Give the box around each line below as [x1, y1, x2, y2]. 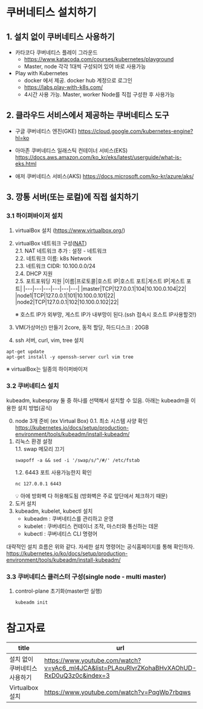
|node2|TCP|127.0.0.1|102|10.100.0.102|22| [14, 298, 119, 305]
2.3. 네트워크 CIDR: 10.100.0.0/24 [14, 262, 95, 270]
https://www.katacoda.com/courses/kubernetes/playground [24, 56, 174, 62]
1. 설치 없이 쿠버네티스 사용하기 [6, 32, 115, 42]
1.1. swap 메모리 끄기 [14, 445, 65, 452]
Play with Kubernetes [14, 70, 68, 76]
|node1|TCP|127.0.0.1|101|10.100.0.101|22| [14, 291, 116, 299]
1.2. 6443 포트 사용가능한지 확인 [14, 468, 92, 476]
